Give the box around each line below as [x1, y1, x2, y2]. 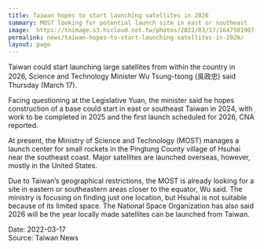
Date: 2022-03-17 [8, 225, 66, 234]
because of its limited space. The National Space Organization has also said [8, 201, 254, 211]
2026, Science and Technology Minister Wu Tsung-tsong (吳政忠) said [8, 71, 236, 81]
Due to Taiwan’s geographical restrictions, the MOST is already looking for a [8, 176, 255, 185]
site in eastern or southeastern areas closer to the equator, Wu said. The [8, 185, 243, 194]
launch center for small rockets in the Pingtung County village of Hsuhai [8, 145, 241, 154]
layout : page [8, 41, 51, 49]
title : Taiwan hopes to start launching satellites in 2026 [8, 11, 210, 20]
